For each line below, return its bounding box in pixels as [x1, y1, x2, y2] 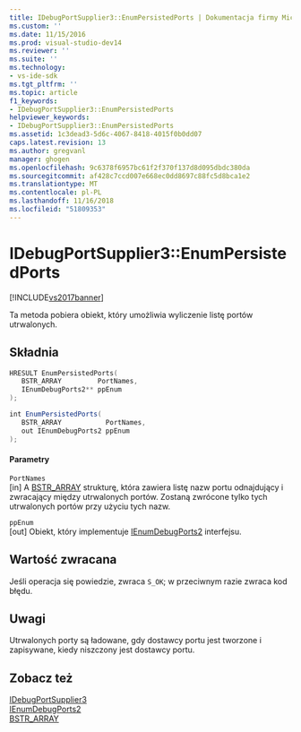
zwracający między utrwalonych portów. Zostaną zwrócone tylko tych [9, 491, 268, 502]
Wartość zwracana [9, 552, 117, 567]
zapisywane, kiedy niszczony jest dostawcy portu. [9, 644, 195, 655]
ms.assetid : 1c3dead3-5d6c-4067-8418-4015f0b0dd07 [9, 130, 202, 139]
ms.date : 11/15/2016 [9, 30, 87, 39]
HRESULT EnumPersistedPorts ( [9, 368, 118, 377]
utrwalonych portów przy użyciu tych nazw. [9, 501, 171, 512]
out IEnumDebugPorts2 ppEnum [21, 426, 130, 435]
